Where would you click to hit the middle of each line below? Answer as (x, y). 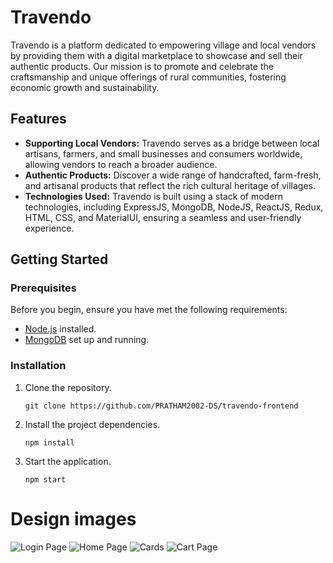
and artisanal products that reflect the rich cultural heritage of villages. (170, 185)
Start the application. (68, 461)
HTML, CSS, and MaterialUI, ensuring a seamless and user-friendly (163, 217)
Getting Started (59, 259)
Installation (38, 366)
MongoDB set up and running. (87, 340)
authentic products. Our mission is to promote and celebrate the (142, 66)
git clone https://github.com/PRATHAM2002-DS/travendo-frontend (161, 406)
